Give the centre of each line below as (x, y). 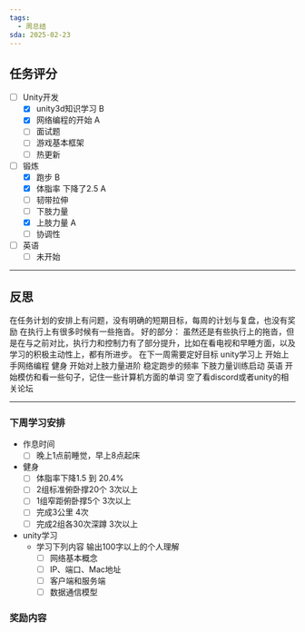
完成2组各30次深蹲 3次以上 (87, 524)
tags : (20, 18)
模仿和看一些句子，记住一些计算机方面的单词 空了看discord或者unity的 (149, 377)
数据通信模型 (74, 592)
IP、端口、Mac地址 (85, 569)
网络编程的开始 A (68, 120)
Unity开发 (40, 97)
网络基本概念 (74, 558)
